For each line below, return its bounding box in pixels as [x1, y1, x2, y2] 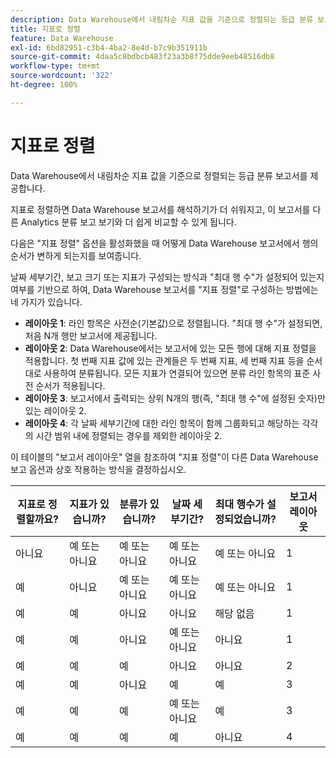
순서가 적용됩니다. [35, 379, 106, 391]
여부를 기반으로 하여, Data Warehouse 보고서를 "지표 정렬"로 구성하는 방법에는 [10, 283, 319, 295]
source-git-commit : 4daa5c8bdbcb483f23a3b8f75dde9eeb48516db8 [10, 52, 275, 62]
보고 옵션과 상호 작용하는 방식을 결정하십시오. [10, 463, 187, 475]
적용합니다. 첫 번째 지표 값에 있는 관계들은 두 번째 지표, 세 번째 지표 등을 [24, 354, 305, 366]
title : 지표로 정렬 [10, 24, 81, 34]
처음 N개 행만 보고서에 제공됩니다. [24, 329, 158, 341]
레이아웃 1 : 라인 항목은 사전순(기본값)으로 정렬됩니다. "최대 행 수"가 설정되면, [24, 317, 323, 329]
